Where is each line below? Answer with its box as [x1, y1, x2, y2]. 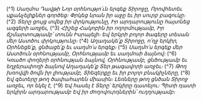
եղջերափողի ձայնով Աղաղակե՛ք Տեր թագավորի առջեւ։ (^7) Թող [6, 63, 187, 70]
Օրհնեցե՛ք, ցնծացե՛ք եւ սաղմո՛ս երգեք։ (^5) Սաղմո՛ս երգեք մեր [6, 43, 183, 50]
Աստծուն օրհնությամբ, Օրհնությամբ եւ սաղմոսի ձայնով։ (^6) [6, 50, 177, 57]
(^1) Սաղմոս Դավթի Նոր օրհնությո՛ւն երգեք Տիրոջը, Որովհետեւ [6, 5, 183, 12]
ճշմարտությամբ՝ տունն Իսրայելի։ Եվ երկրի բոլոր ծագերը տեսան [6, 31, 189, 38]
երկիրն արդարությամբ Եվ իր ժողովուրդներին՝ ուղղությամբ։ [6, 88, 175, 95]
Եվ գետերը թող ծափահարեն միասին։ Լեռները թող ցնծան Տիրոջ [6, 75, 188, 82]
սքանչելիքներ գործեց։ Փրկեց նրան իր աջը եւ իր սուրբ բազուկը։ [6, 11, 186, 19]
